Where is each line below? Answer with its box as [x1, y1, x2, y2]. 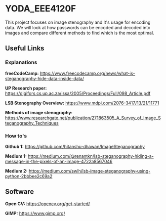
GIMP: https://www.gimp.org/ [5, 210, 65, 216]
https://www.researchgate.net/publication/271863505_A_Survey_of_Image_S [5, 115, 161, 121]
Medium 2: [5, 168, 28, 174]
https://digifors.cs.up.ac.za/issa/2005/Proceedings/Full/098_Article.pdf [5, 90, 151, 96]
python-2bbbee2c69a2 [5, 173, 53, 179]
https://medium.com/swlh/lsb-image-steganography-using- [29, 168, 151, 174]
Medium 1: [5, 153, 27, 159]
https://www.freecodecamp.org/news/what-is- [40, 70, 135, 76]
